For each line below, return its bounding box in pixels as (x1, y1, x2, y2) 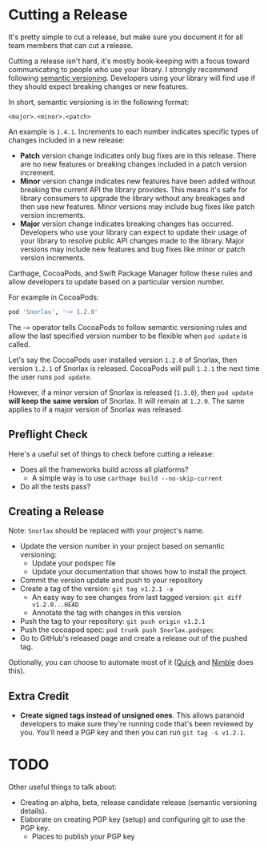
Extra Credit (8, 689, 70, 702)
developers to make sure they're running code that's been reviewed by (19, 719, 254, 729)
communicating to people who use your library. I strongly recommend (8, 64, 238, 74)
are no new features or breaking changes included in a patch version (19, 159, 247, 169)
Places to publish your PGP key (31, 831, 135, 842)
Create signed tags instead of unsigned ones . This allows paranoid (19, 710, 245, 720)
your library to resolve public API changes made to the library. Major (19, 235, 246, 245)
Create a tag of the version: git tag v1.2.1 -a (19, 584, 174, 593)
